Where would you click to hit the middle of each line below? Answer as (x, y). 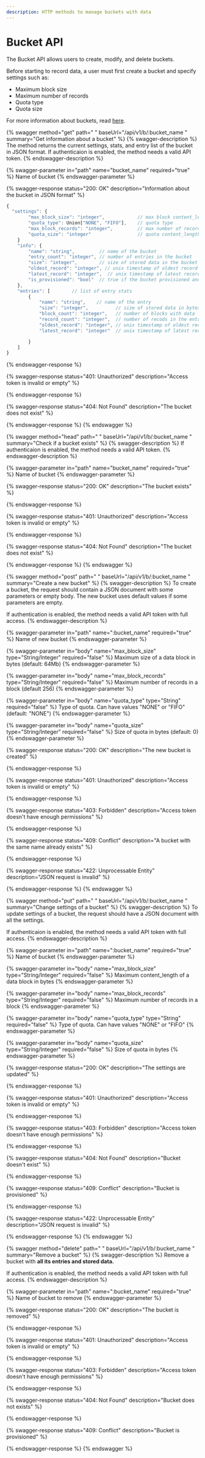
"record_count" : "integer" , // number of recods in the (113, 320)
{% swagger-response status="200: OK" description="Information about (98, 188)
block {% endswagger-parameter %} (53, 1007)
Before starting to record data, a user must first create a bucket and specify (101, 71)
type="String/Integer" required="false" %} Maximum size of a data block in (101, 658)
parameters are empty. (35, 603)
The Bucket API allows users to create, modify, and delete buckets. (91, 59)
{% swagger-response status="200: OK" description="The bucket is (92, 1310)
